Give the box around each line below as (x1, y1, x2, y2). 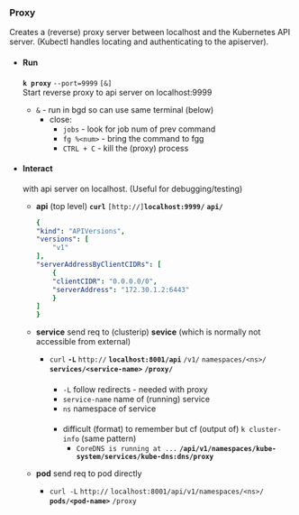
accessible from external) (35, 336, 131, 347)
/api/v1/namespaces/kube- (178, 445, 276, 454)
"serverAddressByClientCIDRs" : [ (35, 260, 162, 270)
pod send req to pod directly (35, 468, 142, 479)
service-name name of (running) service (62, 393, 210, 404)
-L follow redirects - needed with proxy (62, 383, 209, 394)
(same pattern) (80, 433, 137, 444)
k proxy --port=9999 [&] (22, 78, 113, 87)
